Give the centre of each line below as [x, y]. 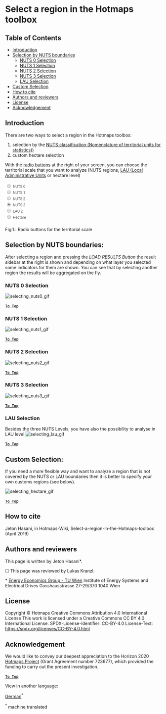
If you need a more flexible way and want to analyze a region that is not [78, 471]
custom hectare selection [38, 155]
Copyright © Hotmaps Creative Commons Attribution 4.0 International [76, 613]
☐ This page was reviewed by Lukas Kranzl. [50, 571]
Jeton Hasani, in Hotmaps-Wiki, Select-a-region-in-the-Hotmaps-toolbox [80, 528]
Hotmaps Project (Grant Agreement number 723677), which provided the [80, 662]
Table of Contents [33, 38]
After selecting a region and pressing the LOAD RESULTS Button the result [81, 257]
